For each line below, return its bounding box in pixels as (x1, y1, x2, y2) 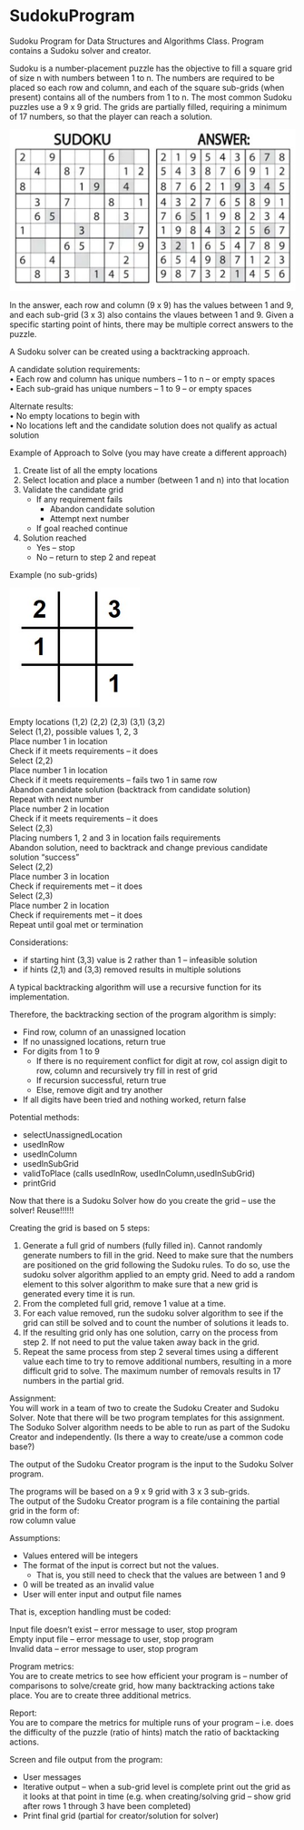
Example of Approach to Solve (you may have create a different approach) (9, 447, 288, 458)
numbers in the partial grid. (22, 1375, 124, 1386)
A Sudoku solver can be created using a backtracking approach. (9, 346, 250, 357)
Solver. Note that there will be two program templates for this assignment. (9, 1412, 286, 1423)
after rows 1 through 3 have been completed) (22, 1800, 191, 1811)
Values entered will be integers (22, 1550, 139, 1561)
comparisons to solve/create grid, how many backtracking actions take (9, 1680, 275, 1691)
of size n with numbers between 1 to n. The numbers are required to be (9, 72, 275, 83)
